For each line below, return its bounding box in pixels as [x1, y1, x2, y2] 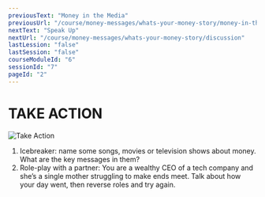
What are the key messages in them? [19, 154, 140, 164]
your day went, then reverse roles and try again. [19, 180, 176, 189]
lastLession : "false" [8, 41, 80, 49]
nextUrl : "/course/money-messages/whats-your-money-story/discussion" [8, 33, 245, 42]
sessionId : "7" [8, 63, 58, 71]
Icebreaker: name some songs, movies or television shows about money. [19, 146, 256, 155]
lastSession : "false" [8, 48, 80, 56]
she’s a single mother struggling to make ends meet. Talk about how [19, 171, 241, 180]
